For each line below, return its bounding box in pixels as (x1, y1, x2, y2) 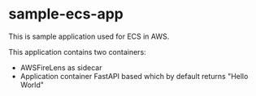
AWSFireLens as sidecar (20, 62, 102, 73)
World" (20, 80, 45, 90)
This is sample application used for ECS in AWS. (8, 31, 170, 41)
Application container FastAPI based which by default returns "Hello (20, 71, 249, 81)
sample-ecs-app (8, 5, 124, 23)
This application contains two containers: (8, 47, 146, 56)
